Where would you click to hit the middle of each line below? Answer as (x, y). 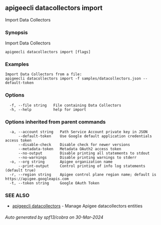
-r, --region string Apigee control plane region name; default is (83, 175)
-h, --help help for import (48, 109)
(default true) (21, 170)
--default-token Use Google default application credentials (85, 136)
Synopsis (16, 32)
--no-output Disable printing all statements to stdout (84, 153)
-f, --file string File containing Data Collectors (65, 105)
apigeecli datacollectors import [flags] (48, 52)
